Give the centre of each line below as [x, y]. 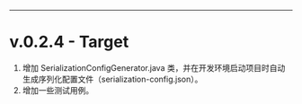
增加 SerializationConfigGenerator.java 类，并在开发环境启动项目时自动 [154, 67]
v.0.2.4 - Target [69, 42]
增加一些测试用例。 [58, 90]
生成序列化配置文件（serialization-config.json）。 [112, 79]
